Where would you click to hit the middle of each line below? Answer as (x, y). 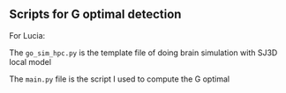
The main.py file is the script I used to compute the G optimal (120, 79)
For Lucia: (27, 35)
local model (30, 61)
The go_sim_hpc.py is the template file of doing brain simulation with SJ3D (143, 53)
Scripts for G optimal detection (95, 14)
